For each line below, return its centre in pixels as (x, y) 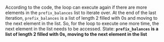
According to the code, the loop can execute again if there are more (76, 7)
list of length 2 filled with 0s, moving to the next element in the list (76, 34)
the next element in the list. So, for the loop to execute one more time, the (82, 23)
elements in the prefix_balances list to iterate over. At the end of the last (81, 13)
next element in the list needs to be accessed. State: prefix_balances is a (82, 29)
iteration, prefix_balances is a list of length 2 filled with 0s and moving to (81, 18)
